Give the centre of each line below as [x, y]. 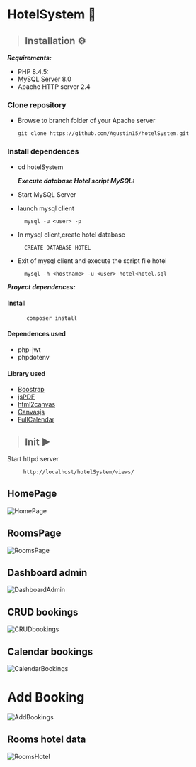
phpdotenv [33, 357]
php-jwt [29, 350]
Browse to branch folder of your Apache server [86, 121]
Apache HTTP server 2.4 [54, 87]
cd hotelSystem [40, 167]
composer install [52, 318]
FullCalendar [36, 419]
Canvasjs [31, 412]
